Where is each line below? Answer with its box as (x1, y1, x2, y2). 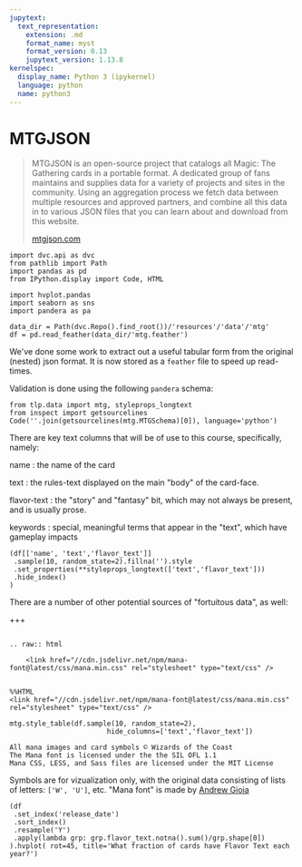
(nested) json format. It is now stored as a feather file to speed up (9, 356, 257, 367)
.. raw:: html (9, 640, 63, 649)
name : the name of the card (9, 460, 115, 471)
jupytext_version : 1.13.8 (25, 55, 124, 64)
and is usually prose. (9, 504, 87, 515)
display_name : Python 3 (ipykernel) (17, 73, 156, 82)
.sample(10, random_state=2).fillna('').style (13, 557, 193, 567)
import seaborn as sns (9, 298, 95, 308)
